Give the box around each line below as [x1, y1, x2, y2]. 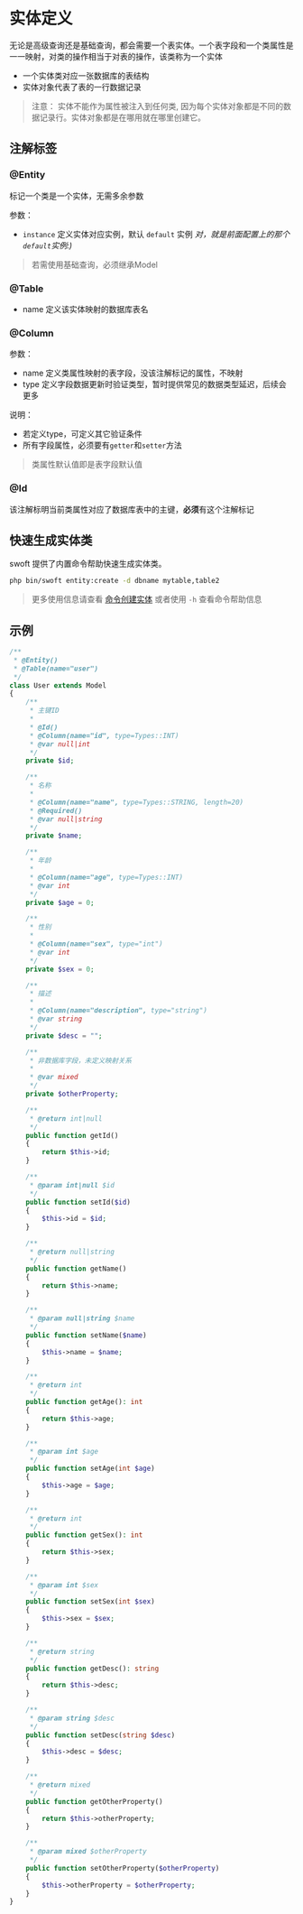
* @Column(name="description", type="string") [29, 1006, 207, 1015]
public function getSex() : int [25, 1530, 143, 1540]
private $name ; [25, 831, 83, 840]
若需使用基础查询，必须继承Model [31, 259, 158, 270]
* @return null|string [29, 1247, 115, 1257]
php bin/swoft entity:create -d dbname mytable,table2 [9, 577, 220, 586]
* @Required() [29, 806, 83, 815]
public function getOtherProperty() [25, 1797, 164, 1806]
